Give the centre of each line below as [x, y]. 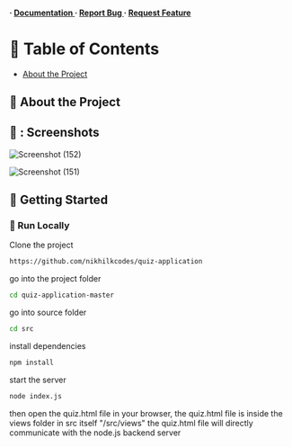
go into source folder [48, 313]
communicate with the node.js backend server [95, 433]
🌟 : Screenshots [54, 133]
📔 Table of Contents [84, 49]
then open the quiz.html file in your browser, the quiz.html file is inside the [146, 413]
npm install [31, 363]
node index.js [36, 396]
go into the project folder [55, 279]
